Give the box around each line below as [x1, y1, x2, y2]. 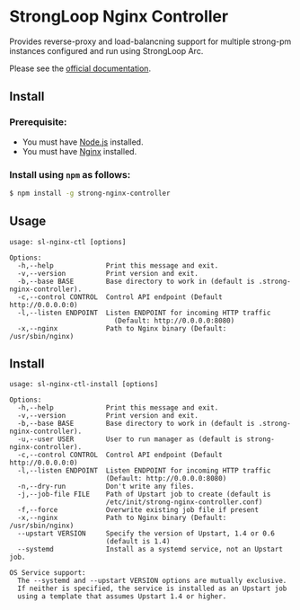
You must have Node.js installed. [22, 137, 144, 147]
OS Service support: [9, 569, 87, 578]
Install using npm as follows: [9, 168, 131, 181]
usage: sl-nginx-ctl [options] [9, 237, 127, 246]
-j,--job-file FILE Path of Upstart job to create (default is [17, 490, 271, 499]
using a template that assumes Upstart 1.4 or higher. [17, 592, 227, 601]
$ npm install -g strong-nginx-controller [9, 189, 171, 198]
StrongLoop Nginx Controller [9, 6, 229, 27]
